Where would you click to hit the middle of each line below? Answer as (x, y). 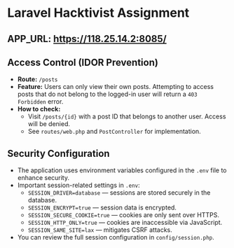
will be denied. (49, 124)
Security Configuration (58, 153)
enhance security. (43, 178)
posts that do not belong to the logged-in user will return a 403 (107, 94)
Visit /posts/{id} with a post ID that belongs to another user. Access (127, 116)
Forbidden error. (40, 102)
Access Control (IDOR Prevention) (83, 62)
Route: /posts (37, 79)
